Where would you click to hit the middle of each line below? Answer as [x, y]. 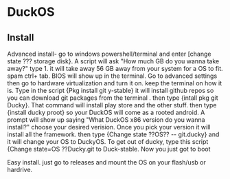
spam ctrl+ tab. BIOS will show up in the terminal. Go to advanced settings [112, 76]
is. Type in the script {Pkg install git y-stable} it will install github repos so [111, 91]
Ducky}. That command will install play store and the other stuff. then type [112, 105]
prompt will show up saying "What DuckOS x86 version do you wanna [106, 120]
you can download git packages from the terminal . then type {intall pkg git [113, 98]
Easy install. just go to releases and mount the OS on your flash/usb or [106, 162]
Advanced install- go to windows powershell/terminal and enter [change [109, 54]
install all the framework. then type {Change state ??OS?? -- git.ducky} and [113, 134]
